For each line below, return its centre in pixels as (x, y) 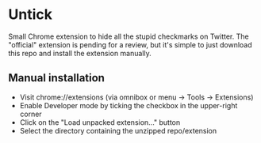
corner (31, 114)
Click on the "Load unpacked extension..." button (100, 122)
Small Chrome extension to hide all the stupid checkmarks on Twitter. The (129, 36)
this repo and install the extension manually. (80, 53)
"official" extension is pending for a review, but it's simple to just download (130, 44)
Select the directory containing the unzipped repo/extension (118, 130)
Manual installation (57, 78)
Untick (31, 15)
